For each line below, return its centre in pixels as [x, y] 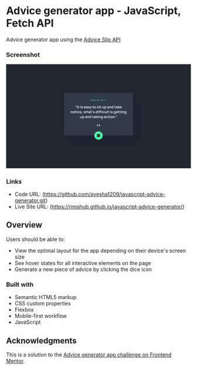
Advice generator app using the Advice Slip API [64, 39]
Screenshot [23, 55]
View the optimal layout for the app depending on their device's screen [100, 250]
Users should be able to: [36, 239]
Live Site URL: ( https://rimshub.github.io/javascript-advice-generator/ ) [99, 207]
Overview [24, 225]
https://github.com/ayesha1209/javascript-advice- [105, 194]
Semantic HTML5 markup [45, 297]
